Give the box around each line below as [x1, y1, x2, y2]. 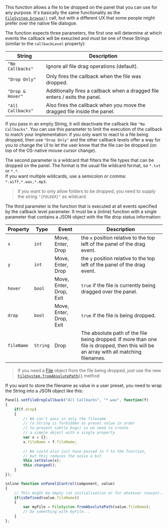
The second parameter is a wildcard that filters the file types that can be [5, 157, 154, 163]
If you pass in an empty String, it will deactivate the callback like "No [5, 121, 145, 127]
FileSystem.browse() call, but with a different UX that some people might [5, 15, 155, 21]
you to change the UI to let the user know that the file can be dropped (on [5, 142, 157, 148]
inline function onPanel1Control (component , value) [5, 481, 115, 486]
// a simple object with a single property [23, 430, 115, 435]
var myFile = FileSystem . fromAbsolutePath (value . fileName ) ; [23, 504, 151, 509]
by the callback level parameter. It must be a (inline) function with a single [5, 209, 157, 215]
